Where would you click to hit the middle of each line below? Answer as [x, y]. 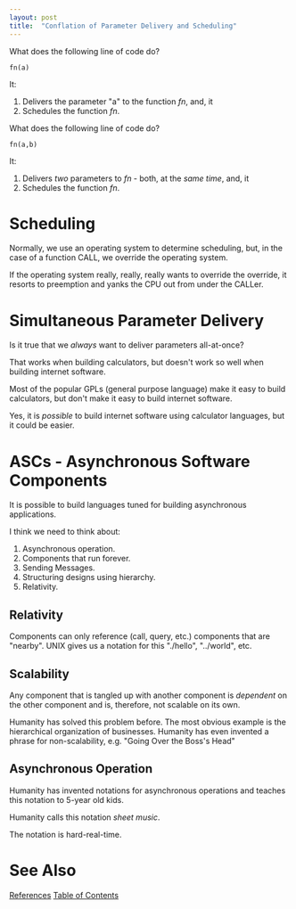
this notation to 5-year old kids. [67, 799]
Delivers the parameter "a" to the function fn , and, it [118, 101]
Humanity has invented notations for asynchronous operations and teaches [148, 790]
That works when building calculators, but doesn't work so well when [137, 363]
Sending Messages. [58, 568]
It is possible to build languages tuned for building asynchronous [128, 505]
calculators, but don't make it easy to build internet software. [121, 398]
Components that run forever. [76, 559]
